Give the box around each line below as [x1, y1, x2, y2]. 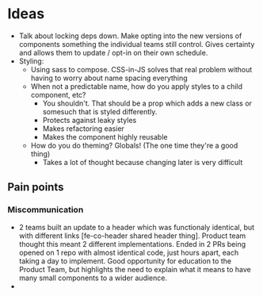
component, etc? [30, 90, 86, 99]
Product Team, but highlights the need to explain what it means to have [18, 264, 251, 274]
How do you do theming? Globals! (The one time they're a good [30, 140, 238, 150]
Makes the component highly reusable [42, 132, 168, 141]
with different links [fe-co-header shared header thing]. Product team [18, 231, 246, 240]
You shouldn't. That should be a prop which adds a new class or [42, 98, 253, 108]
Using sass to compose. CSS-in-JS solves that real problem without [30, 64, 253, 74]
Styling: [18, 56, 44, 66]
